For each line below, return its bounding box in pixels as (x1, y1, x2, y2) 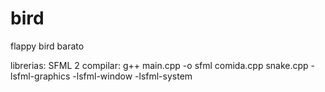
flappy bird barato (10, 40, 85, 52)
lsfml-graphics (10, 70, 71, 82)
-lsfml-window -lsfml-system (72, 70, 193, 82)
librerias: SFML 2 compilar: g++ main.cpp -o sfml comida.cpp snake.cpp (10, 59, 309, 71)
